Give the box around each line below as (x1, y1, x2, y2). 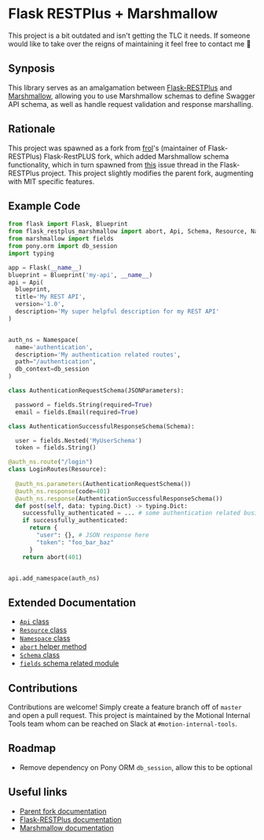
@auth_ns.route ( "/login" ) (8, 458, 93, 466)
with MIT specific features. (8, 176, 95, 186)
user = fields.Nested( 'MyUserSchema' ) (15, 437, 143, 444)
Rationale (8, 123, 56, 136)
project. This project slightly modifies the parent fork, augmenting (41, 168, 254, 178)
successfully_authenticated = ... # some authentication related (22, 509, 241, 518)
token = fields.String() (15, 444, 97, 452)
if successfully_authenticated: (22, 517, 128, 525)
